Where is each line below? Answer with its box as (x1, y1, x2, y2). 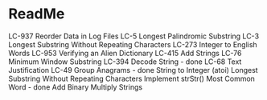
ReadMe (8, 5, 65, 23)
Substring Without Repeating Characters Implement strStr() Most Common (8, 74, 256, 83)
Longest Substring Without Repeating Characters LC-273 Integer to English (8, 39, 257, 49)
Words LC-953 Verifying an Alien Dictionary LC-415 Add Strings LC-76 (8, 48, 242, 58)
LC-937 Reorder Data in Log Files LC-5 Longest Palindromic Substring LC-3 (8, 31, 260, 41)
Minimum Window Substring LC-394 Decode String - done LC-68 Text (8, 57, 242, 66)
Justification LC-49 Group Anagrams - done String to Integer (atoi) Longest (8, 65, 259, 74)
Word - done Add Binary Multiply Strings (8, 82, 143, 92)
